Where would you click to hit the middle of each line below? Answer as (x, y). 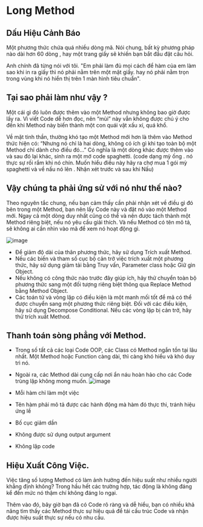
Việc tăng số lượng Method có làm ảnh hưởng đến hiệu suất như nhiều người (101, 480)
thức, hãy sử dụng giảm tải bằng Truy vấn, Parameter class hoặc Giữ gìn (105, 265)
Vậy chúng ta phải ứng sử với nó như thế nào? (94, 188)
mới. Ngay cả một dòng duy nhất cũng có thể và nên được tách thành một (98, 215)
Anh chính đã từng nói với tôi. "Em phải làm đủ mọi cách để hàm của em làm (101, 65)
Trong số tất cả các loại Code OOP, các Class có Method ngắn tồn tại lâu (106, 350)
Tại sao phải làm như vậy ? (57, 98)
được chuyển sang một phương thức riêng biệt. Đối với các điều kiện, (101, 303)
